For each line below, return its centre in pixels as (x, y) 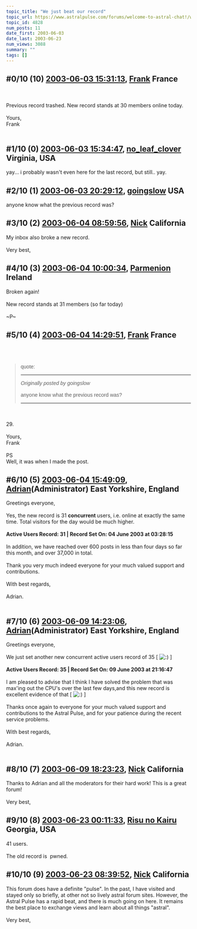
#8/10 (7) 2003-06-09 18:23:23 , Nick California (95, 769)
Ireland (19, 277)
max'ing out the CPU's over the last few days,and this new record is (88, 688)
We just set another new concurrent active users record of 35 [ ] (89, 657)
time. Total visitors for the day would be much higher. (70, 522)
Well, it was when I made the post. (47, 461)
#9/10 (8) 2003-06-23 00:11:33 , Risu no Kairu (91, 820)
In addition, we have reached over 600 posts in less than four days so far (94, 547)
